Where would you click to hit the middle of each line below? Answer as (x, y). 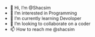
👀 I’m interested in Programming (43, 13)
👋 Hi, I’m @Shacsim (30, 8)
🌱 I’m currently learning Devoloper (46, 18)
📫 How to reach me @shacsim (42, 29)
